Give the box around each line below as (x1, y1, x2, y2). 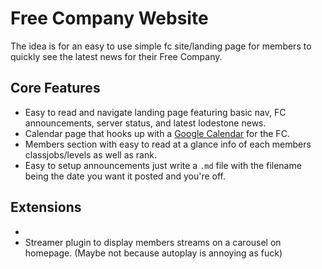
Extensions (10, 199, 82, 216)
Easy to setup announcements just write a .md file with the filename (24, 159, 302, 171)
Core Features (10, 80, 101, 97)
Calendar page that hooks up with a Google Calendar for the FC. (24, 127, 290, 139)
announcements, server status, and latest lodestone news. (24, 117, 267, 129)
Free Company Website (10, 7, 209, 30)
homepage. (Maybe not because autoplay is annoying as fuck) (24, 247, 283, 259)
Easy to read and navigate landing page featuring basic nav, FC (24, 106, 287, 118)
